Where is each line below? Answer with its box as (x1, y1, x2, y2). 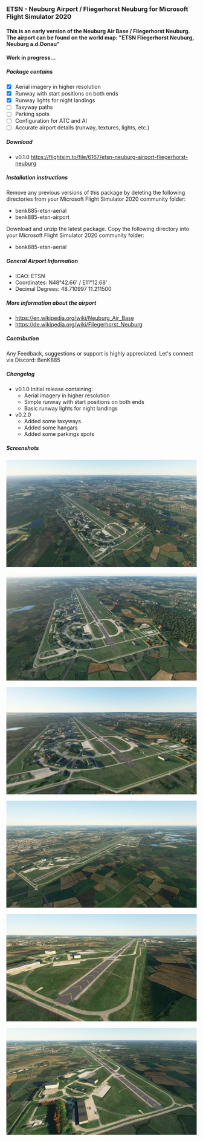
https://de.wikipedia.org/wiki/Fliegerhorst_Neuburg (14, 321, 143, 328)
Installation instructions (6, 174, 68, 181)
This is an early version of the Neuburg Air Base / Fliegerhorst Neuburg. (6, 27, 190, 34)
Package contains (6, 68, 53, 75)
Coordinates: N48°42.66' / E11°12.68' (14, 279, 108, 286)
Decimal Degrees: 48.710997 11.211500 (14, 285, 112, 293)
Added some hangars (24, 424, 78, 431)
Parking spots (14, 111, 50, 118)
